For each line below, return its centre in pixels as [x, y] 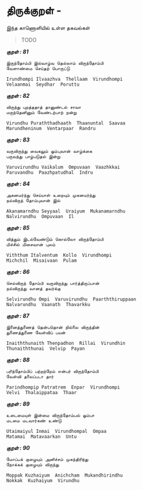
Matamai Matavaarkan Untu [42, 437]
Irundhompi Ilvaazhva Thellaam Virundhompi [64, 79]
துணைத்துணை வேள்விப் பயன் [36, 332]
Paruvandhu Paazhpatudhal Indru [50, 172]
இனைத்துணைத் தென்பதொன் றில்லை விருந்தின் [53, 327]
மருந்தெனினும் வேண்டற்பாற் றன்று [41, 112]
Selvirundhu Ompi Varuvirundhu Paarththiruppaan [71, 299]
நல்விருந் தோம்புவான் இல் [33, 200]
